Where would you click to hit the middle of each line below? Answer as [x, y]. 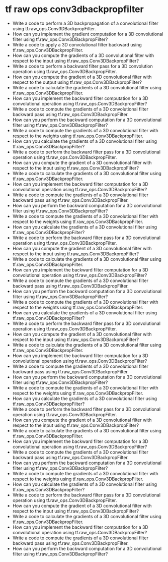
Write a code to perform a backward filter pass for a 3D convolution [82, 66]
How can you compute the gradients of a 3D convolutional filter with [83, 55]
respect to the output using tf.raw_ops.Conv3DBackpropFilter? [77, 82]
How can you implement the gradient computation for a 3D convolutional [88, 34]
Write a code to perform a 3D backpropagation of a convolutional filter [85, 23]
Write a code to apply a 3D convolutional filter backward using [77, 44]
